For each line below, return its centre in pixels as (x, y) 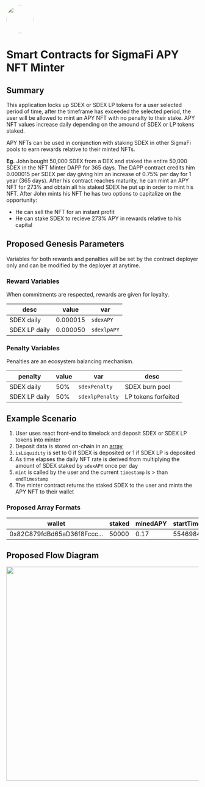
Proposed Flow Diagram (53, 555)
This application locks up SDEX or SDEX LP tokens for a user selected (94, 105)
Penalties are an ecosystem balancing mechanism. (70, 361)
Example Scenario (41, 419)
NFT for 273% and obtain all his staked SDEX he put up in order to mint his (100, 187)
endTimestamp (32, 479)
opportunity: (22, 200)
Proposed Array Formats (44, 508)
